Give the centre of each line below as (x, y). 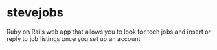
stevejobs (35, 13)
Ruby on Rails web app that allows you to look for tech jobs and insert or (108, 32)
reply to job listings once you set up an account (73, 38)
